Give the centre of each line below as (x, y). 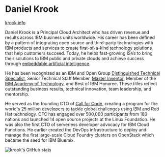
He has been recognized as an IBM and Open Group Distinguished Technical (82, 73)
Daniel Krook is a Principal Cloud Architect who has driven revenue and (77, 32)
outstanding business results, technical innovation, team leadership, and (78, 89)
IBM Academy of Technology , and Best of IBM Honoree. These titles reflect (81, 83)
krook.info (15, 23)
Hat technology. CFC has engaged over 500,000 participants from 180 (76, 114)
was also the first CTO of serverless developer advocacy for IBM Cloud (77, 125)
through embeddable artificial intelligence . (48, 63)
